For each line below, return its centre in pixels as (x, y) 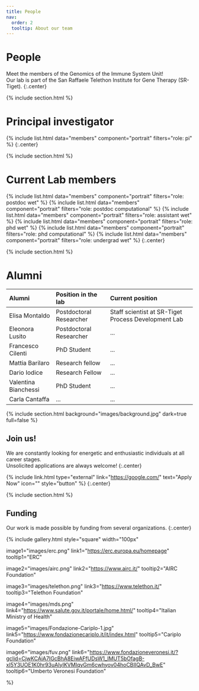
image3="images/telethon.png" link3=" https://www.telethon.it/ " (84, 586)
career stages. (24, 459)
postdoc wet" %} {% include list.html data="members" (73, 203)
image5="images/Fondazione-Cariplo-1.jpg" (60, 628)
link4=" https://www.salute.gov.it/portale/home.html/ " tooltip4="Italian (91, 610)
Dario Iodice (26, 372)
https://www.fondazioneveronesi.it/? (134, 652)
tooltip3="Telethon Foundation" (45, 592)
